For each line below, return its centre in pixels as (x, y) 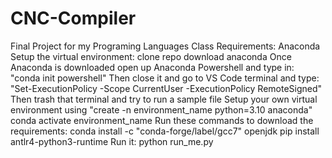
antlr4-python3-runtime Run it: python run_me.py (112, 141)
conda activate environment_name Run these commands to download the (162, 120)
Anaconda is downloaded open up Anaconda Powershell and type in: (152, 67)
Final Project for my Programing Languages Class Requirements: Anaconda (165, 46)
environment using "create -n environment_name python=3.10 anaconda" (161, 109)
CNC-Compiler (73, 18)
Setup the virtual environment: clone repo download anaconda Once (151, 56)
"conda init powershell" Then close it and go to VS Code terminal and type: (165, 78)
